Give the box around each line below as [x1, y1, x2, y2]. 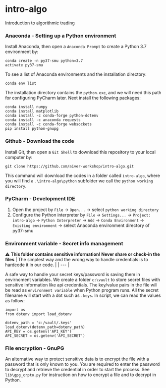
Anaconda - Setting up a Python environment [5, 32, 116, 39]
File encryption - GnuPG [5, 345, 64, 352]
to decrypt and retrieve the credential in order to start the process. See [5, 367, 150, 373]
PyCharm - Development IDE [5, 195, 75, 202]
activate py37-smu [5, 63, 43, 68]
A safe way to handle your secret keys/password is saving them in [5, 272, 140, 277]
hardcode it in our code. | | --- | [5, 262, 69, 268]
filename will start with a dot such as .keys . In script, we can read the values [5, 292, 161, 298]
